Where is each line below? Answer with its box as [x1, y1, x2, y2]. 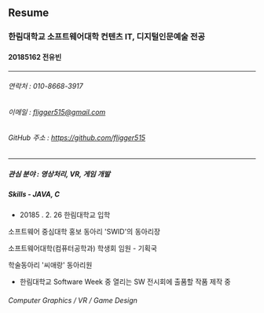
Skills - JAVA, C [8, 189, 60, 199]
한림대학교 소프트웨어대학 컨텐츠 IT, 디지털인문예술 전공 [8, 31, 206, 42]
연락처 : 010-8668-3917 [8, 82, 84, 91]
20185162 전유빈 [8, 52, 62, 61]
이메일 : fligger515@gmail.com [8, 107, 106, 116]
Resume [8, 6, 49, 20]
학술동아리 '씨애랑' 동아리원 [8, 260, 93, 270]
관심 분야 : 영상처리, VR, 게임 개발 [8, 169, 111, 179]
